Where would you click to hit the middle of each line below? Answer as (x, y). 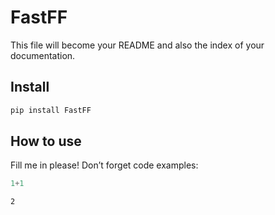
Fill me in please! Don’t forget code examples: (104, 165)
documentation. (43, 55)
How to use (46, 141)
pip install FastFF (51, 110)
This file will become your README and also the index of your (137, 45)
